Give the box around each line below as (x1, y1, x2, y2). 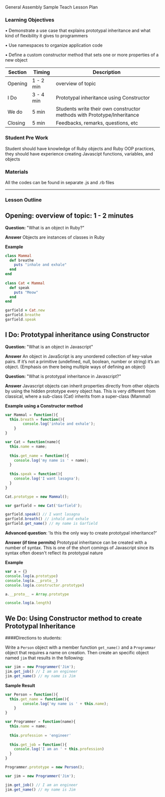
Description (92, 69, 121, 76)
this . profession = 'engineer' (9, 733, 71, 738)
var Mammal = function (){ (5, 412, 58, 417)
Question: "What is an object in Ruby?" (5, 224, 85, 230)
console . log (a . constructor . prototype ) (5, 583, 84, 588)
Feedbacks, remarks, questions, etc (55, 120, 138, 127)
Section (8, 69, 27, 76)
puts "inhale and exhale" (14, 262, 67, 267)
